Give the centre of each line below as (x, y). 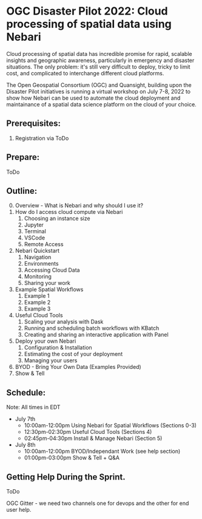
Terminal (35, 232)
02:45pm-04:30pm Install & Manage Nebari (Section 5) (93, 438)
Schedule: (26, 392)
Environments (41, 264)
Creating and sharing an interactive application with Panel (96, 335)
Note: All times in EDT (33, 407)
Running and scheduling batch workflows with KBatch (92, 328)
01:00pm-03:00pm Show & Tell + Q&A (72, 458)
